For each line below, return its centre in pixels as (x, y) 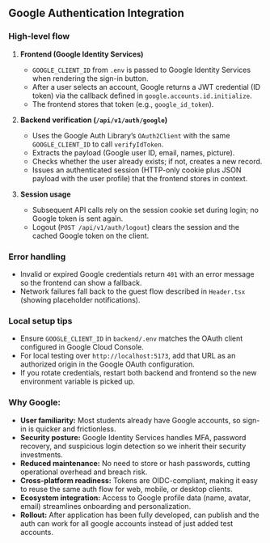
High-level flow (39, 36)
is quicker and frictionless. (72, 429)
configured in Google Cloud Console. (82, 347)
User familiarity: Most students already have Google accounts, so (130, 420)
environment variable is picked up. (78, 382)
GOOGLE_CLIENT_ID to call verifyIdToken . (98, 144)
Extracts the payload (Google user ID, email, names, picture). (133, 152)
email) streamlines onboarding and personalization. (105, 506)
